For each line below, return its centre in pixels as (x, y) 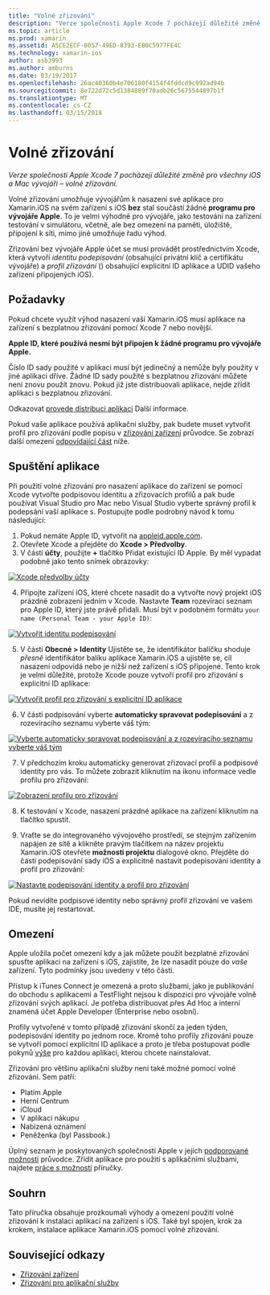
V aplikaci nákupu (49, 1118)
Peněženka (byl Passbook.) (65, 1135)
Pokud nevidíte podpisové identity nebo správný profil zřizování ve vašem (131, 900)
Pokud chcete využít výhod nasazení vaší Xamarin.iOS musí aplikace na (127, 319)
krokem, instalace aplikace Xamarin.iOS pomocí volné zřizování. (114, 1230)
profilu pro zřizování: (54, 780)
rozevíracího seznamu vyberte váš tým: (85, 723)
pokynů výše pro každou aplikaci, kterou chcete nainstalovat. (110, 1053)
